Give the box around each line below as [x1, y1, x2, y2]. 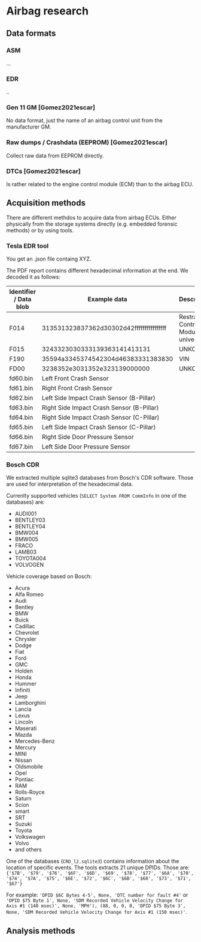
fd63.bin [9, 403, 33, 412]
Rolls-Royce [14, 788, 45, 796]
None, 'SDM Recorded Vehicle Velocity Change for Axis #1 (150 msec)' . [6, 908, 187, 916]
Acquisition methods [6, 198, 86, 208]
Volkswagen [14, 833, 45, 841]
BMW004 [14, 530, 39, 537]
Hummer [14, 680, 37, 687]
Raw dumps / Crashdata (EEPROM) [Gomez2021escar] [6, 138, 167, 146]
